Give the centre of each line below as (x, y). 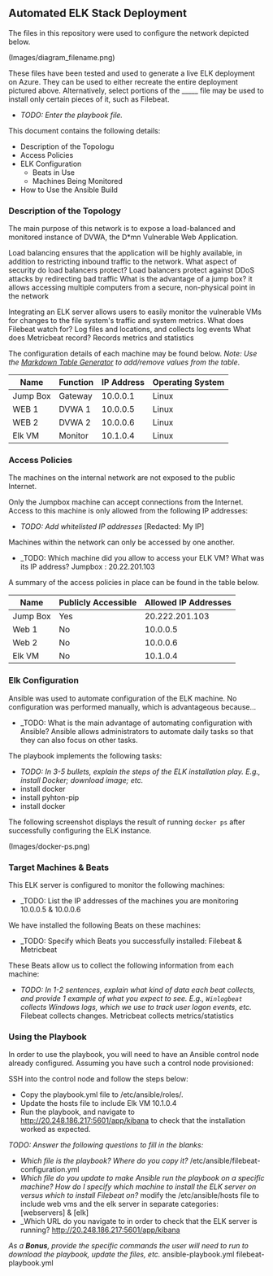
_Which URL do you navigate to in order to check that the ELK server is (139, 1221)
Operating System (188, 382)
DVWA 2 (75, 422)
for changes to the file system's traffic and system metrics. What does (126, 321)
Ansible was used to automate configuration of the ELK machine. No (123, 698)
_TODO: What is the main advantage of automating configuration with (136, 723)
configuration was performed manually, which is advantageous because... (132, 706)
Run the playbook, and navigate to (78, 1112)
